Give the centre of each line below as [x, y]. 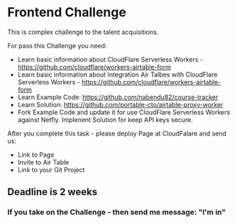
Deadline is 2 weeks [53, 192]
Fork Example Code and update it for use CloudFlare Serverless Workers [124, 112]
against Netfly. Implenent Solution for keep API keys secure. [105, 119]
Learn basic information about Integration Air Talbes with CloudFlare [117, 74]
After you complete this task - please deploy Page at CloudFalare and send [117, 133]
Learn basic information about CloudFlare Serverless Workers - [110, 59]
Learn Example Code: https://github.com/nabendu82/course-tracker [118, 97]
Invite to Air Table [43, 162]
